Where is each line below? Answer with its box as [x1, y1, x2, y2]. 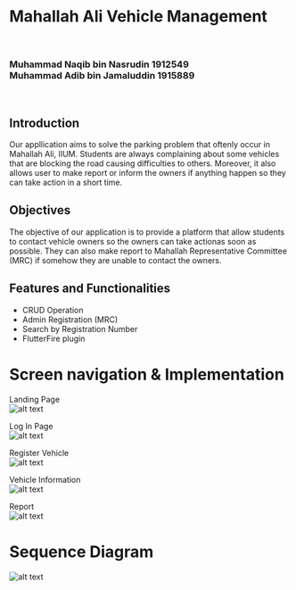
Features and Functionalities [9, 281, 171, 296]
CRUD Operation [21, 304, 84, 315]
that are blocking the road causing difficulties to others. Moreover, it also [9, 158, 276, 169]
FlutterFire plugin [21, 333, 86, 344]
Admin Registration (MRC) [21, 314, 119, 325]
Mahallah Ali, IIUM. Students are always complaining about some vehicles [9, 149, 280, 160]
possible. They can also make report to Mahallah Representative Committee [9, 245, 288, 256]
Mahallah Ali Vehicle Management [9, 6, 267, 27]
